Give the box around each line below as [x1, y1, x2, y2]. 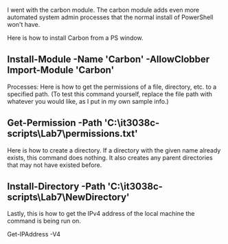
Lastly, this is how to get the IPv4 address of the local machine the [7, 210, 195, 218]
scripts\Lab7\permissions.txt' [7, 128, 139, 140]
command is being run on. [7, 217, 81, 225]
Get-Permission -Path [7, 117, 103, 129]
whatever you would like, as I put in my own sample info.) [7, 97, 170, 105]
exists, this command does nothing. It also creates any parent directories [7, 153, 213, 162]
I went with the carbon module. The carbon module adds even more [7, 6, 200, 14]
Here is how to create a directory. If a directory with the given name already [7, 146, 221, 154]
